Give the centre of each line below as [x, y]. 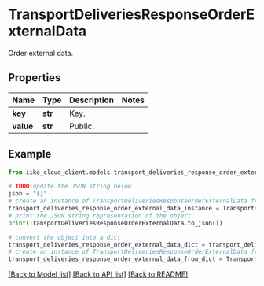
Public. [82, 126]
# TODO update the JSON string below [70, 187]
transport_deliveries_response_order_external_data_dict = [107, 245]
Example [30, 154]
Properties [35, 78]
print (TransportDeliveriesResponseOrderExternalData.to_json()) [115, 223]
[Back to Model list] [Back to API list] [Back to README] [98, 274]
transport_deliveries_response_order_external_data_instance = [114, 209]
